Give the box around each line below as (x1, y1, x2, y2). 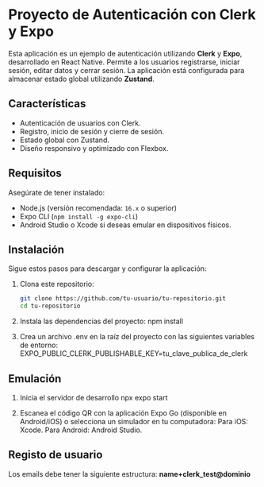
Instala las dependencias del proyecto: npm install (19, 316, 184, 327)
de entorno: (19, 340, 58, 350)
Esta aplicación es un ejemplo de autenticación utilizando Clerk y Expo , (8, 48, 243, 58)
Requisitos (8, 167, 62, 180)
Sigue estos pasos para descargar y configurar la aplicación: (8, 264, 207, 273)
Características (8, 97, 86, 110)
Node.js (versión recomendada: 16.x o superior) (19, 203, 177, 212)
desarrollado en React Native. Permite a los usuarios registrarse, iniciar (8, 57, 240, 67)
